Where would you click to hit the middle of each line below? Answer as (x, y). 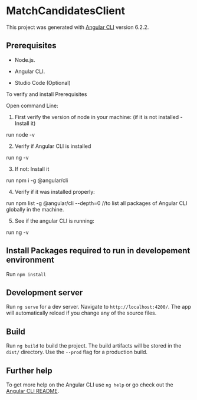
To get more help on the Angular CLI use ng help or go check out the (90, 385)
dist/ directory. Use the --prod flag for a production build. (77, 352)
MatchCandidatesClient (66, 11)
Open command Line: (32, 105)
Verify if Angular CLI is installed (53, 146)
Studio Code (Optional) (42, 82)
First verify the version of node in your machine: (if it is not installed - (98, 117)
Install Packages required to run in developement (98, 251)
